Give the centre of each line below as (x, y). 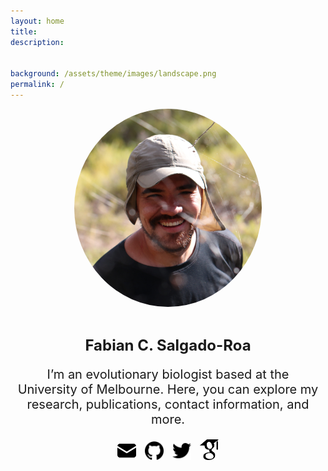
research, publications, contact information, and (168, 404)
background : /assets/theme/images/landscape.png (113, 74)
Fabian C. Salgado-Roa (168, 345)
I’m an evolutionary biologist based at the (168, 374)
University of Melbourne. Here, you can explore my (168, 389)
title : (24, 31)
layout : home (37, 21)
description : (37, 42)
